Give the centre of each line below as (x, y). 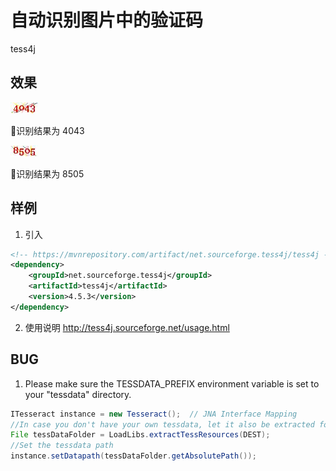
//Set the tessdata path (62, 446)
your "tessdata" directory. (78, 394)
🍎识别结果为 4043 (47, 130)
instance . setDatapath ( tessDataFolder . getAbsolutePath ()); (133, 456)
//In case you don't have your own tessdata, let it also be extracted (162, 424)
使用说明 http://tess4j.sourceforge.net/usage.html (127, 327)
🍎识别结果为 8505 (47, 173)
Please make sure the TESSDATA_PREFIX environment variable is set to (172, 383)
